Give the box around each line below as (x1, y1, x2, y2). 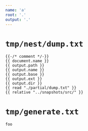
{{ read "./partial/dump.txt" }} (5, 85, 77, 91)
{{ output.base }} (5, 72, 45, 77)
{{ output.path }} (5, 63, 45, 68)
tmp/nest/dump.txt (5, 39, 83, 49)
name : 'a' (5, 7, 27, 13)
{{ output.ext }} (5, 76, 42, 82)
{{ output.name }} (5, 68, 45, 73)
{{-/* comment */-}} (5, 54, 50, 59)
